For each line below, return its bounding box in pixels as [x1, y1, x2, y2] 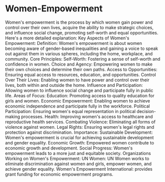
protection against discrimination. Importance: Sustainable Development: [5, 129, 153, 135]
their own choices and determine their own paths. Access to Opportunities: [5, 66, 158, 72]
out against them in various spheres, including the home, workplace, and [5, 50, 153, 57]
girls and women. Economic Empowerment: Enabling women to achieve [5, 98, 150, 104]
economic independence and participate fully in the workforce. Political [5, 103, 150, 109]
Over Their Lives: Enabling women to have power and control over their [5, 77, 150, 83]
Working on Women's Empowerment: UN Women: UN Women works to [5, 155, 149, 161]
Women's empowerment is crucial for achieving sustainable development [5, 134, 154, 141]
